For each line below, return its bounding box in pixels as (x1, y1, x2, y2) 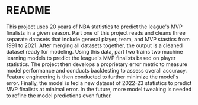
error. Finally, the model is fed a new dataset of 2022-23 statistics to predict (6, 79, 192, 86)
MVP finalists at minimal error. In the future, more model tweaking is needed (6, 86, 192, 93)
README (6, 4, 51, 17)
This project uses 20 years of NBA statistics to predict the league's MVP (6, 23, 183, 30)
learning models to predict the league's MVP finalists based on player (6, 54, 176, 61)
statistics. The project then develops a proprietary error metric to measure (6, 60, 188, 68)
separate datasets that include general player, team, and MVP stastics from (6, 35, 190, 42)
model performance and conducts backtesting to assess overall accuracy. (6, 67, 187, 74)
